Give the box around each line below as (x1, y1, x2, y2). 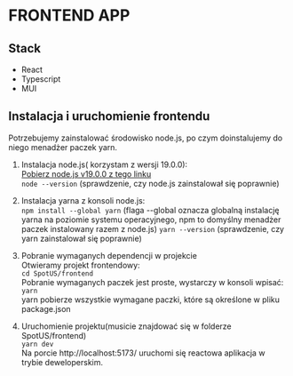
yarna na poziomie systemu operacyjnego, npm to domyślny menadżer (20, 214, 281, 225)
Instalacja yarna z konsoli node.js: (20, 195, 146, 205)
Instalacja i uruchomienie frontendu (8, 108, 210, 124)
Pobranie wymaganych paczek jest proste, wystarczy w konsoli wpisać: (20, 276, 284, 287)
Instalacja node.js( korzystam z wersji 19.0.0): (20, 159, 188, 170)
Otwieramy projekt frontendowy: (20, 260, 140, 270)
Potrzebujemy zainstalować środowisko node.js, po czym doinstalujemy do (8, 132, 283, 143)
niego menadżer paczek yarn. (8, 141, 117, 152)
